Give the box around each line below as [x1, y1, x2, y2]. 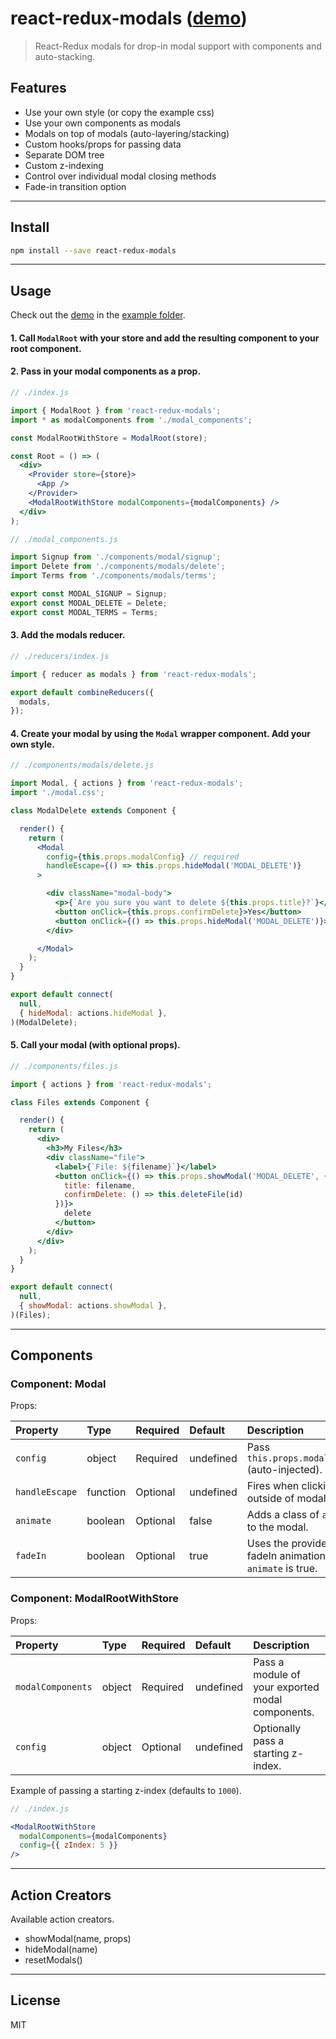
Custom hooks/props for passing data [24, 138, 182, 150]
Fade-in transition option [24, 180, 127, 192]
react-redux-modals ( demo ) [10, 7, 248, 30]
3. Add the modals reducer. [10, 629, 126, 641]
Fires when [246, 1479, 300, 1493]
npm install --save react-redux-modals [10, 245, 177, 256]
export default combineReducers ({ [10, 687, 155, 697]
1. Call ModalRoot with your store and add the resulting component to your [10, 332, 320, 344]
